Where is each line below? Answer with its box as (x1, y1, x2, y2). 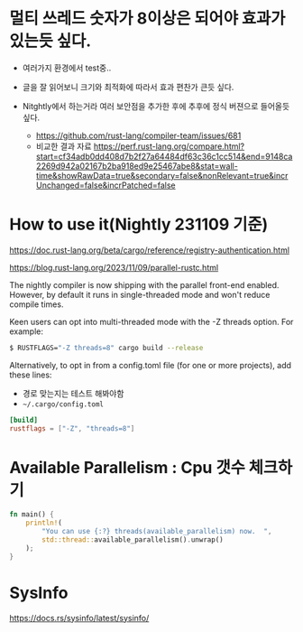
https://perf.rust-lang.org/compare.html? (93, 141, 245, 152)
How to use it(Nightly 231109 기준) (9, 214, 269, 235)
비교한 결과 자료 (35, 141, 92, 152)
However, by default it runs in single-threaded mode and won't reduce (9, 289, 271, 300)
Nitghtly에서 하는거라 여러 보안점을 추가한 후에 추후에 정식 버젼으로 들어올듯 (22, 100, 290, 111)
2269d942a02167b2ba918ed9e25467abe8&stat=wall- (35, 160, 239, 172)
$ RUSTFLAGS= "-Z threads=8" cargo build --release (9, 343, 204, 352)
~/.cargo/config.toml (22, 399, 104, 409)
